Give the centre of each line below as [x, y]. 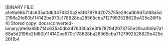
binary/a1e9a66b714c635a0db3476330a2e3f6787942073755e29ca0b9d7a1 [84, 28]
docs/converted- [56, 23]
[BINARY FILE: [20, 7]
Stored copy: [24, 23]
